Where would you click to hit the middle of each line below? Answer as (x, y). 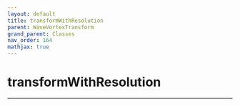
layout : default (31, 14)
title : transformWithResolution (55, 21)
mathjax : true (29, 47)
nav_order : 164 (30, 41)
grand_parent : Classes (41, 34)
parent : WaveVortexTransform (51, 27)
